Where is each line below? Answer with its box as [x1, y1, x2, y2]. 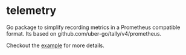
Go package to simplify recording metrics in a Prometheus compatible [6, 24, 181, 31]
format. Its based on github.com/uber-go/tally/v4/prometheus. [6, 30, 162, 37]
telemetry [6, 4, 57, 18]
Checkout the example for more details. [6, 42, 104, 49]
